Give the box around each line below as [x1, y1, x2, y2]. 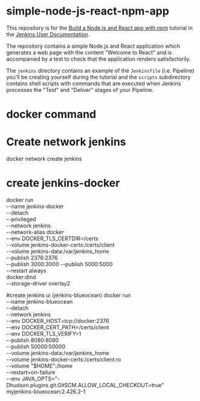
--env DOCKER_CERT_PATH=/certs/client [6, 324, 109, 331]
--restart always [6, 267, 47, 274]
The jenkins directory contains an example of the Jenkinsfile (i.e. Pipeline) [6, 67, 195, 74]
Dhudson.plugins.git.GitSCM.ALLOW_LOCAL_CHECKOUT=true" [6, 382, 164, 388]
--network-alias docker [6, 229, 65, 235]
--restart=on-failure [6, 369, 56, 376]
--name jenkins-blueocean [6, 298, 73, 305]
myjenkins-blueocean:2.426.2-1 [6, 388, 86, 395]
